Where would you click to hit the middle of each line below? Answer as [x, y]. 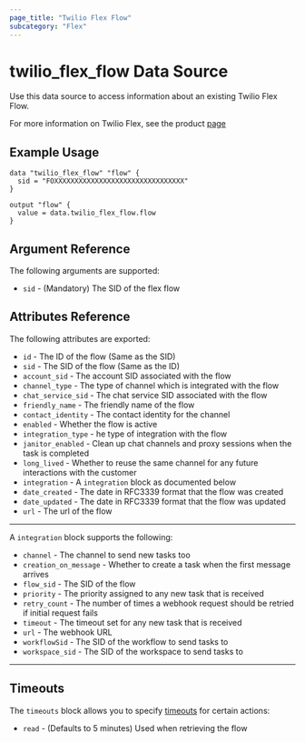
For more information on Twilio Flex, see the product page [118, 124]
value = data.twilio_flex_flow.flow [87, 213]
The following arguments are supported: [85, 271]
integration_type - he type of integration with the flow [125, 434]
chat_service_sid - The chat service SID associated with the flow [145, 395]
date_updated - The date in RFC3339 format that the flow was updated [154, 501]
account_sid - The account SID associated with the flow [127, 376]
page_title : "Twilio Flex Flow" [70, 18]
